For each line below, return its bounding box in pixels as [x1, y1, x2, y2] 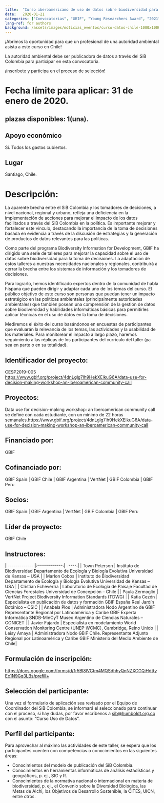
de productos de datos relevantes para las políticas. [5, 236, 109, 242]
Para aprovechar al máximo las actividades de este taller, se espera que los [5, 742, 157, 748]
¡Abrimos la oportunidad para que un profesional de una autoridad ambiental [5, 39, 159, 44]
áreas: [5, 753, 18, 759]
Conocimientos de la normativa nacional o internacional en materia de [12, 778, 153, 784]
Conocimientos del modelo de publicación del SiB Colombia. [12, 762, 134, 768]
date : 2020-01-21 [5, 12, 45, 17]
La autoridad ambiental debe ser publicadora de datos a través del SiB [5, 53, 146, 59]
